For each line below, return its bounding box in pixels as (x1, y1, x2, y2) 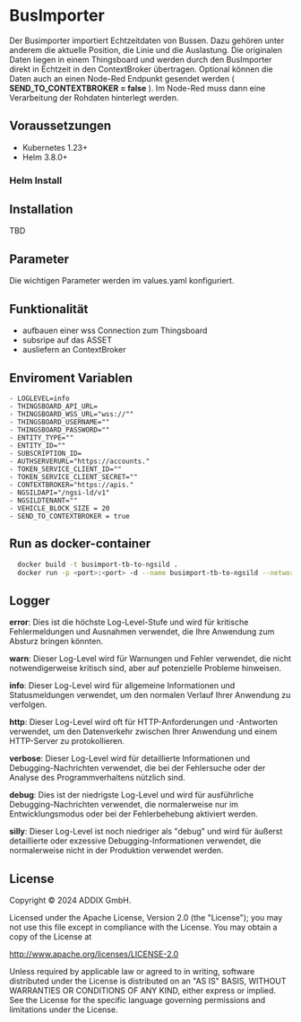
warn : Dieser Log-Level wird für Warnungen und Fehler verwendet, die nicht (9, 653, 292, 664)
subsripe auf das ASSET (21, 335, 112, 345)
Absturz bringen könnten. (9, 636, 104, 647)
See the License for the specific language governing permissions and (9, 995, 266, 1006)
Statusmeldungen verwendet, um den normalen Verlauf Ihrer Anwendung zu (9, 690, 291, 701)
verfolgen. (9, 699, 47, 710)
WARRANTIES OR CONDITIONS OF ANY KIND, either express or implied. (9, 985, 276, 996)
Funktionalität (9, 301, 89, 317)
